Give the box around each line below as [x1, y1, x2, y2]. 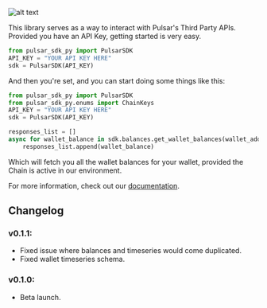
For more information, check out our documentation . [8, 181, 180, 190]
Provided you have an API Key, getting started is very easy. [8, 32, 201, 41]
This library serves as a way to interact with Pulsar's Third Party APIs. [8, 23, 236, 32]
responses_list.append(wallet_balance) [22, 142, 155, 150]
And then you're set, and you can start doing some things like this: [8, 76, 225, 85]
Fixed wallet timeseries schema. [19, 255, 126, 264]
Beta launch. [19, 292, 61, 302]
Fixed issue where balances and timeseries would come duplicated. [19, 246, 242, 255]
